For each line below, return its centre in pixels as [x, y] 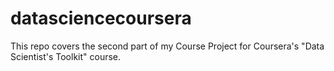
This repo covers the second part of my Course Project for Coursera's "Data [167, 46]
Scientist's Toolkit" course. [66, 56]
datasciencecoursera [101, 18]
